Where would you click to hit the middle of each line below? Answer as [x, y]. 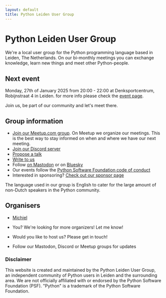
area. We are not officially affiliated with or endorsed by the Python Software [83, 281]
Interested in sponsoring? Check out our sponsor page [68, 175]
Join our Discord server [36, 149]
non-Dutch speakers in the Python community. [53, 190]
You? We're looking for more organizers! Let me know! [68, 227]
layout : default [22, 10]
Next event [22, 79]
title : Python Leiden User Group [40, 14]
